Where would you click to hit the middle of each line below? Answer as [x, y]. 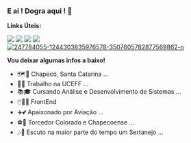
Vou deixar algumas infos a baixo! [56, 60]
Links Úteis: [24, 26]
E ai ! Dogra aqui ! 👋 [40, 11]
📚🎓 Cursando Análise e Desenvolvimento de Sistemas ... [99, 92]
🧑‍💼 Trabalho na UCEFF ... [53, 84]
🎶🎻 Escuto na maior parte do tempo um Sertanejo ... [90, 132]
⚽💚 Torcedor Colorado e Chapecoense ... [76, 122]
